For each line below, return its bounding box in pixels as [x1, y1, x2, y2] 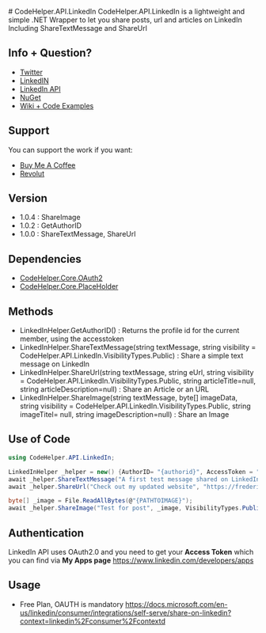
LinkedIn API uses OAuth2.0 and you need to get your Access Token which [8, 547, 254, 556]
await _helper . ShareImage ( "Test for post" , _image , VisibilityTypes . [8, 504, 243, 513]
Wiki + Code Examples [19, 100, 94, 110]
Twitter [19, 67, 44, 77]
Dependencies [8, 252, 82, 266]
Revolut [19, 169, 45, 178]
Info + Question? [8, 47, 93, 60]
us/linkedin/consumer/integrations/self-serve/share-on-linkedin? [19, 608, 232, 617]
